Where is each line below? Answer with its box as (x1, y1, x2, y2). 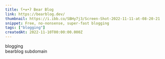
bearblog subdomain (5, 48, 48, 54)
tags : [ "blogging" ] (5, 25, 45, 30)
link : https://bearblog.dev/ (5, 12, 65, 17)
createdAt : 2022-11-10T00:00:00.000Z (5, 30, 83, 35)
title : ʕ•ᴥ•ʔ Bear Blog (5, 7, 54, 12)
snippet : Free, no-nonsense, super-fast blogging (5, 20, 110, 26)
